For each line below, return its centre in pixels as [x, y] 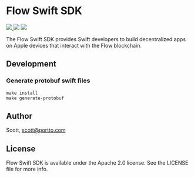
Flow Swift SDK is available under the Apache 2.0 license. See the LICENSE [97, 163]
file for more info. [27, 169]
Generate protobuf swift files [48, 81]
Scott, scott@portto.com [36, 130]
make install [22, 93]
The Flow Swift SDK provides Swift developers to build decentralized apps [96, 39]
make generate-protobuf [35, 98]
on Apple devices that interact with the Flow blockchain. [74, 45]
